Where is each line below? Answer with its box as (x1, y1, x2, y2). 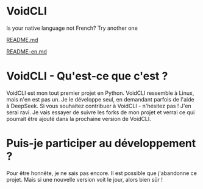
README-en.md (6, 47, 47, 55)
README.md (6, 36, 38, 43)
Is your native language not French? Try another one (6, 24, 138, 32)
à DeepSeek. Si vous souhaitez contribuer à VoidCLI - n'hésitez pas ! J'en (6, 102, 191, 109)
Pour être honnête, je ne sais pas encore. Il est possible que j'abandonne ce (6, 169, 197, 177)
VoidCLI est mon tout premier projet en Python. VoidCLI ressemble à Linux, (6, 89, 194, 97)
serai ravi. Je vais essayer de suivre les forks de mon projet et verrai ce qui (6, 108, 195, 116)
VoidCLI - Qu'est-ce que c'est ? (6, 69, 168, 83)
